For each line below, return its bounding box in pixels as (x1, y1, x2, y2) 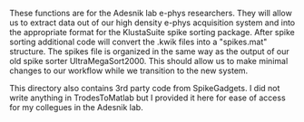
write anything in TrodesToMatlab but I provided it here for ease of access (9, 92, 286, 103)
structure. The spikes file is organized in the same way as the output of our (9, 46, 290, 57)
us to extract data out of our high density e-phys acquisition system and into (9, 17, 296, 28)
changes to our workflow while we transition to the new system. (9, 65, 249, 76)
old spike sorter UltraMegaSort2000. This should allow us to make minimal (9, 56, 289, 66)
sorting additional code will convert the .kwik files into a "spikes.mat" (9, 36, 268, 47)
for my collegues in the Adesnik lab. (9, 102, 143, 112)
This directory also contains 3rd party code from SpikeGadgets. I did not (9, 83, 280, 93)
